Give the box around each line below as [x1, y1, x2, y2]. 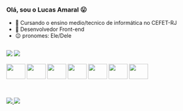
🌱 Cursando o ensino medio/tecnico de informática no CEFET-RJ [15, 19, 178, 27]
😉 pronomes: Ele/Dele [15, 32, 72, 39]
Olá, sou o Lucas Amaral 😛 [6, 5, 87, 14]
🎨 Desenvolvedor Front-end [15, 25, 85, 33]
